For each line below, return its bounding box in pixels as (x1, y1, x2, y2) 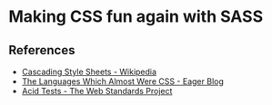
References (8, 43, 76, 58)
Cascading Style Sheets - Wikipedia (21, 66, 156, 77)
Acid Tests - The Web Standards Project (21, 86, 173, 96)
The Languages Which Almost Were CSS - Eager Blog (21, 76, 225, 87)
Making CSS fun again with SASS (8, 6, 264, 27)
